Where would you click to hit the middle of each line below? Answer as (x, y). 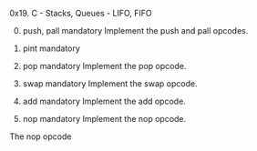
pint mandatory (51, 48)
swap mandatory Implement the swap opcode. (110, 84)
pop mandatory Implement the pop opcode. (104, 66)
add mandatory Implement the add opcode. (104, 101)
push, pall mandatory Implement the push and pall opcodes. (135, 30)
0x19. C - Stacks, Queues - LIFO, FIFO (81, 13)
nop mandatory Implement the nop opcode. (104, 119)
